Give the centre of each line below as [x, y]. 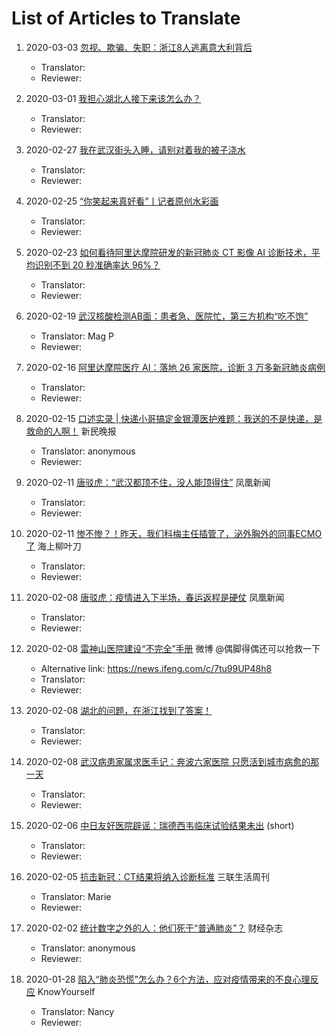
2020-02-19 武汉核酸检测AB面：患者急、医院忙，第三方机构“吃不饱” [167, 316]
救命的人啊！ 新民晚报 [71, 431]
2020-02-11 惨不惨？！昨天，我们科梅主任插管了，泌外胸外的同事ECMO [174, 533]
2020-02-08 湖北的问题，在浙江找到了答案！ [119, 710]
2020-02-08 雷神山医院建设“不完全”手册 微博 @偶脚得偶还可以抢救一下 [173, 648]
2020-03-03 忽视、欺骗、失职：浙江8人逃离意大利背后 [139, 47]
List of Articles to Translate [126, 18]
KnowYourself [66, 991]
